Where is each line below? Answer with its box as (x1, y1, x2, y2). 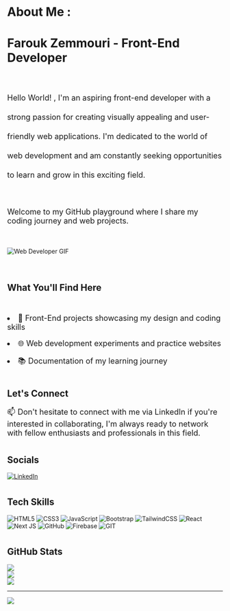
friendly (7, 132, 36, 141)
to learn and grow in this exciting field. (7, 170, 146, 180)
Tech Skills (7, 496, 55, 508)
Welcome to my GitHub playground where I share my (7, 207, 199, 217)
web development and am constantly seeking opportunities (7, 151, 222, 161)
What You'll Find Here (7, 282, 102, 293)
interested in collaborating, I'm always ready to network (7, 419, 209, 429)
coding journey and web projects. (7, 216, 129, 226)
